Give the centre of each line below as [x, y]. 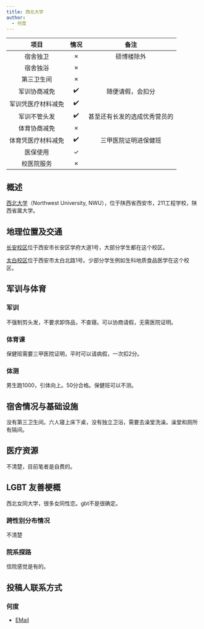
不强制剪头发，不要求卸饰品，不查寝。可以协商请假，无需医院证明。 [91, 322]
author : [16, 18]
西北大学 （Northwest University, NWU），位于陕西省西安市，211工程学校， [99, 203]
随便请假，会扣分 [131, 91]
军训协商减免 [37, 91]
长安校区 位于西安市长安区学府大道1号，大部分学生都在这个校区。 [87, 247]
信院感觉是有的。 [28, 566]
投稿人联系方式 [34, 587]
